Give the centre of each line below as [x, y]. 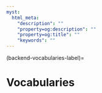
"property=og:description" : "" [57, 29]
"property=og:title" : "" [49, 35]
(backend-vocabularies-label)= [46, 58]
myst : [13, 12]
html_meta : [25, 18]
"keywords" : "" [36, 40]
